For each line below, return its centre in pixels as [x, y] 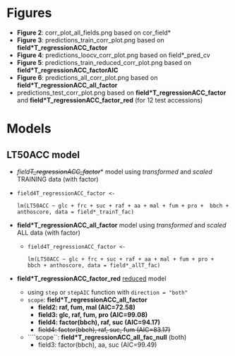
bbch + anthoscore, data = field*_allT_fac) [94, 265]
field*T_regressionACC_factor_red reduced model [91, 278]
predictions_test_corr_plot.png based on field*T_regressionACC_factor [121, 93]
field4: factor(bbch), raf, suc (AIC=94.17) [99, 322]
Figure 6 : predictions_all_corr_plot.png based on [87, 77]
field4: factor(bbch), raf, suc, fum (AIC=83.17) [104, 329]
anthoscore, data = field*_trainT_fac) [76, 212]
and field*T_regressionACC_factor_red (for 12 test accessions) [110, 100]
